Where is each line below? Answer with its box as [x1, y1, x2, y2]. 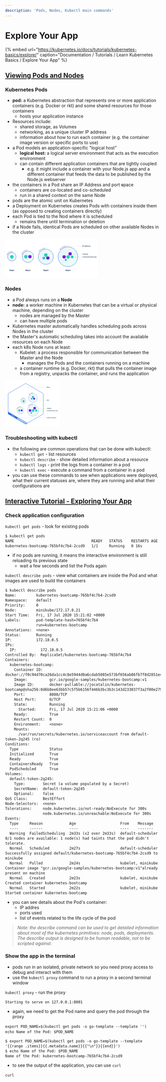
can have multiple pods [19, 318, 68, 323]
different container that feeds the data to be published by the [27, 171, 152, 177]
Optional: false [14, 791, 54, 796]
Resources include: [12, 119, 52, 125]
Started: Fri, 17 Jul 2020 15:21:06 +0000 [18, 707, 119, 712]
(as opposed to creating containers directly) [12, 208, 102, 214]
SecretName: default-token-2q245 [14, 786, 85, 791]
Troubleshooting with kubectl [5, 435, 78, 442]
